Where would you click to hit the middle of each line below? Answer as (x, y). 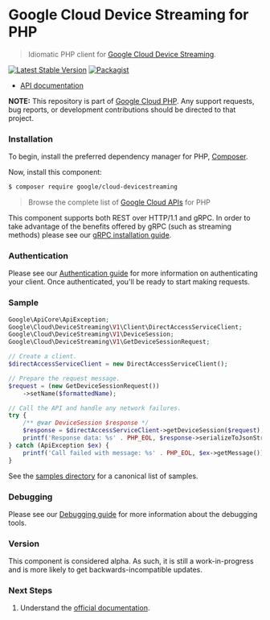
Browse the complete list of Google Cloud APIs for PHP (119, 202)
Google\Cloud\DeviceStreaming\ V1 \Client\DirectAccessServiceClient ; (125, 327)
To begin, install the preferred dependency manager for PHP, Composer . (128, 157)
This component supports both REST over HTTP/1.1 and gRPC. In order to (129, 218)
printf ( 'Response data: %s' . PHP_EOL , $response (108, 438)
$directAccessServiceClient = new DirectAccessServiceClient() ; (118, 364)
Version (24, 544)
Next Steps (31, 591)
